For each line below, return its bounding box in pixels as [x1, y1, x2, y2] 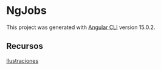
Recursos [6, 41, 44, 51]
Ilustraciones [6, 57, 39, 64]
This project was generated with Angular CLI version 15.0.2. [6, 24, 156, 31]
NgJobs [6, 4, 47, 17]
